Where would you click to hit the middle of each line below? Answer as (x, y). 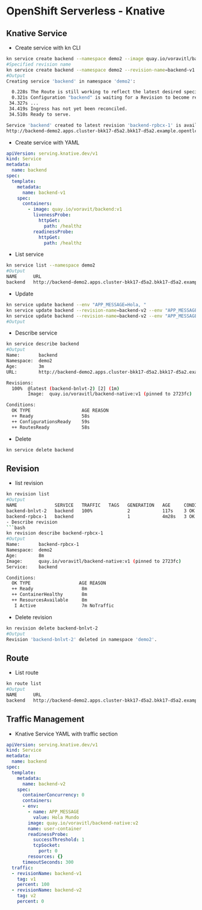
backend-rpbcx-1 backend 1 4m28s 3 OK (101, 516)
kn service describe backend (43, 344)
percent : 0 (31, 902)
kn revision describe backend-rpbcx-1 (55, 533)
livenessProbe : (52, 215)
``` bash (16, 528)
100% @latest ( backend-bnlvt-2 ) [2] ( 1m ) (66, 388)
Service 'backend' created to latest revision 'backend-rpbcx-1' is (94, 125)
